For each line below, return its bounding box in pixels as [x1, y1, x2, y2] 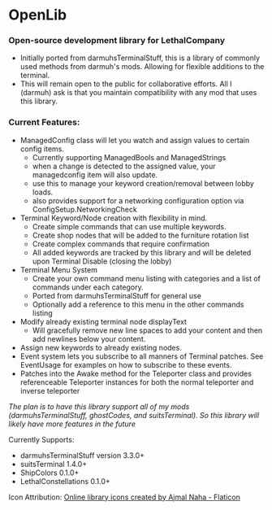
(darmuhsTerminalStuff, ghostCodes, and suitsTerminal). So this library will [8, 410, 260, 420]
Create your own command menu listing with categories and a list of [32, 273, 261, 283]
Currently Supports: [8, 434, 75, 444]
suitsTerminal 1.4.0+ [19, 459, 88, 469]
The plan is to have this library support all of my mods [8, 401, 190, 412]
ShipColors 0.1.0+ [19, 468, 80, 477]
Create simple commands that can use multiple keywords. [32, 221, 227, 231]
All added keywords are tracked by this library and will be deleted [32, 247, 252, 257]
